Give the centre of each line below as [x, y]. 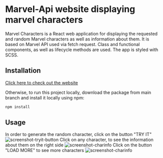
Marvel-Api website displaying [70, 9]
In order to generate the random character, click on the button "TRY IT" [78, 134]
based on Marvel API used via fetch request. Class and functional [72, 44]
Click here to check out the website [42, 82]
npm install [17, 107]
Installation [23, 71]
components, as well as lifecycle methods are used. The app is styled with [82, 49]
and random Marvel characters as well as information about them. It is [77, 39]
